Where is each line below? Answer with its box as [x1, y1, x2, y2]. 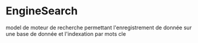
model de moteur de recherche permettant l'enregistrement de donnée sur [5, 24, 192, 31]
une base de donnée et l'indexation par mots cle [5, 30, 127, 37]
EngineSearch [5, 4, 78, 18]
